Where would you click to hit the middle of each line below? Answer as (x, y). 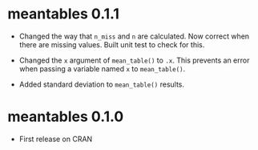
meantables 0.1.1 (63, 14)
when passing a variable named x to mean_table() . (102, 68)
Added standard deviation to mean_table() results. (102, 84)
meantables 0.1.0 (66, 117)
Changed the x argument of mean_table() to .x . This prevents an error (134, 60)
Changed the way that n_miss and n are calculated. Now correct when (134, 36)
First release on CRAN (56, 139)
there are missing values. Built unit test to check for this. (112, 44)
